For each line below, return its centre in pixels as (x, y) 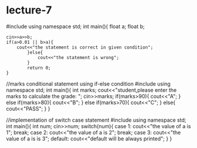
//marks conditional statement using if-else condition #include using (89, 84)
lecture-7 (29, 10)
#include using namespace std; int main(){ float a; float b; (75, 26)
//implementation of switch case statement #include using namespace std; (96, 120)
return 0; (39, 68)
